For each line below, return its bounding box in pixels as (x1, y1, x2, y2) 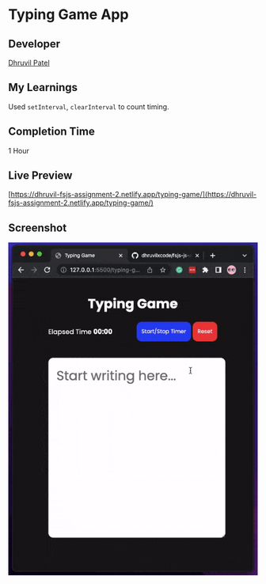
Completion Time (8, 125, 95, 138)
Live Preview (8, 169, 73, 183)
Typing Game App (8, 6, 129, 24)
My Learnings (8, 81, 78, 94)
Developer (8, 37, 61, 51)
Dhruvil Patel (8, 58, 50, 67)
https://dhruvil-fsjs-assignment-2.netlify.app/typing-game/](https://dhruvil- (10, 190, 257, 199)
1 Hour (8, 146, 29, 155)
